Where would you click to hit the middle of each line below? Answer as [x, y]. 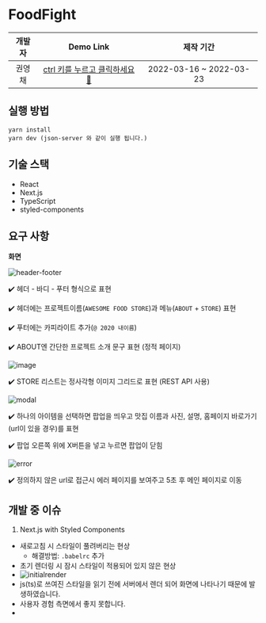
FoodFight [42, 15]
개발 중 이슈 [35, 510]
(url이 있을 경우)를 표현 [44, 429]
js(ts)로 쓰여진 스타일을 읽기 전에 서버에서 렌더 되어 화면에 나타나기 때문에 [133, 584]
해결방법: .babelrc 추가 [68, 556]
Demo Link [89, 47]
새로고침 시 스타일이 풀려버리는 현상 [75, 546]
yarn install [30, 130]
